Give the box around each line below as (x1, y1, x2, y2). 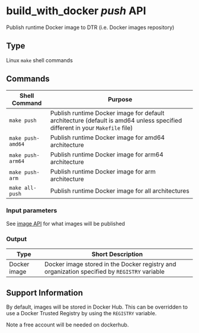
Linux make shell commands (6, 56, 73, 63)
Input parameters (6, 206, 57, 214)
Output (6, 235, 27, 243)
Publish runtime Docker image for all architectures (50, 187, 190, 195)
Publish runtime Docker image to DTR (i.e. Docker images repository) (6, 24, 175, 31)
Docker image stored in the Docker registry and (44, 260, 176, 268)
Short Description (91, 250, 143, 258)
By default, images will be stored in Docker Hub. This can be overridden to (6, 303, 188, 310)
